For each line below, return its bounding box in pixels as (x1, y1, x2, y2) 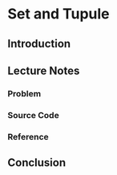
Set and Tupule (7, 5, 110, 23)
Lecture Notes (7, 63, 80, 77)
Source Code (7, 109, 59, 120)
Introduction (7, 37, 71, 51)
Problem (7, 87, 42, 99)
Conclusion (7, 156, 67, 169)
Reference (7, 131, 49, 142)
